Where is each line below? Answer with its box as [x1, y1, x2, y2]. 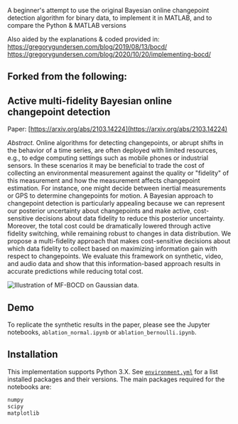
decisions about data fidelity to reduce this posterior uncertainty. [35, 214, 225, 223]
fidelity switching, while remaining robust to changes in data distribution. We [7, 229, 232, 238]
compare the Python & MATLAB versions [7, 21, 126, 29]
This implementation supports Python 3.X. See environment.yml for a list [7, 367, 218, 376]
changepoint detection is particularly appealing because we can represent [7, 199, 225, 208]
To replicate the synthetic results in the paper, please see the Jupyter [7, 320, 210, 329]
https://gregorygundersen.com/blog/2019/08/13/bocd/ [7, 43, 168, 51]
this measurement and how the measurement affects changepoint [7, 176, 200, 185]
